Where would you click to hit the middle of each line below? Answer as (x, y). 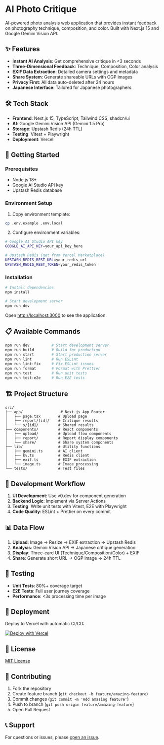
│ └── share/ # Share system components (59, 443)
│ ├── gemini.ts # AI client (44, 451)
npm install (17, 292)
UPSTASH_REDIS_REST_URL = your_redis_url (46, 260)
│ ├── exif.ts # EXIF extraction (51, 460)
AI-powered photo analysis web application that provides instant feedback (81, 23)
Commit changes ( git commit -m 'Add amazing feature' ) (71, 699)
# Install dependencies (30, 288)
